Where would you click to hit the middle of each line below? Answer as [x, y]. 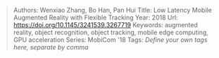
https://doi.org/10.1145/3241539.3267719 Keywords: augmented [106, 25]
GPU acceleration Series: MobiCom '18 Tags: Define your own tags [110, 40]
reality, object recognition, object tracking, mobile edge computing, [111, 32]
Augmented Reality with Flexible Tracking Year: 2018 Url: [95, 17]
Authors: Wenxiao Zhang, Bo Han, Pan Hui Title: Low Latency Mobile [112, 10]
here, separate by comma [51, 47]
